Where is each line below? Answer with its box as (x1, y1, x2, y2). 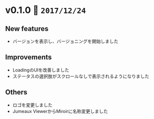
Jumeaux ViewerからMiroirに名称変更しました (12, 108, 108, 114)
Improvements (5, 53, 52, 61)
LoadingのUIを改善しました (12, 67, 69, 73)
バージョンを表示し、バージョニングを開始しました (12, 38, 119, 44)
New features (5, 24, 49, 33)
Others (5, 88, 28, 96)
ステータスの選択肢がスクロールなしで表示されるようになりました (12, 73, 149, 79)
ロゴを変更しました (12, 102, 53, 108)
